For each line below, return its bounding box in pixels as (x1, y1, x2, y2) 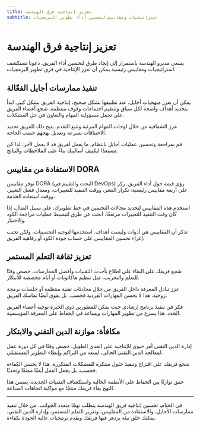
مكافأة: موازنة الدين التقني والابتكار (7, 327, 120, 337)
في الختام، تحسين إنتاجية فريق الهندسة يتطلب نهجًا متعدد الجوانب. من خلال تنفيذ (7, 401, 183, 409)
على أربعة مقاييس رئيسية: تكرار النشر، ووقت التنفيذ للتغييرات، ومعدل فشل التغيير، (7, 186, 188, 194)
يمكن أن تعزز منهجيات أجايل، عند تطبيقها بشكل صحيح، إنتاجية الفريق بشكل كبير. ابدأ (7, 99, 192, 106)
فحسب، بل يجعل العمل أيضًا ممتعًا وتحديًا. (7, 366, 97, 374)
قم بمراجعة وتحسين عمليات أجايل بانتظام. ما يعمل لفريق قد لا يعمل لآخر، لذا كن (7, 141, 183, 148)
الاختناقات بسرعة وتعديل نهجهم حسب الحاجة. (7, 129, 107, 137)
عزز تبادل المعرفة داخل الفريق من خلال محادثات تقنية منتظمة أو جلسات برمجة (7, 285, 180, 292)
